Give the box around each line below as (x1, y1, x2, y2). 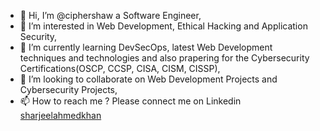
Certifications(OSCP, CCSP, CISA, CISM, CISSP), (19, 63, 221, 74)
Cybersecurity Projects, (19, 84, 118, 95)
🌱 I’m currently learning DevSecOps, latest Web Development (19, 41, 273, 53)
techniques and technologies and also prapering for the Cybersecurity (19, 52, 310, 64)
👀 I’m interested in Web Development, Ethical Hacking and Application (19, 20, 308, 32)
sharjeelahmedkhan (19, 110, 102, 121)
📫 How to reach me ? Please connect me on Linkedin (19, 95, 242, 107)
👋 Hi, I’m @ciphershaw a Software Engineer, (19, 10, 202, 21)
